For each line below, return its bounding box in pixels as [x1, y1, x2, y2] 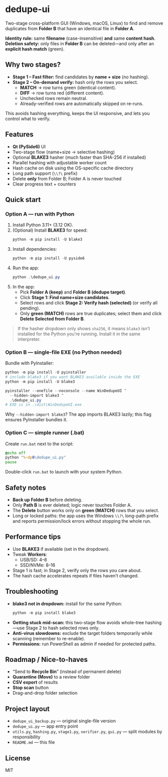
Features [5, 130, 34, 139]
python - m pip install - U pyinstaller [5, 370, 86, 375]
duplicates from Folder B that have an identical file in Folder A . [5, 25, 134, 31]
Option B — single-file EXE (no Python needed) [5, 348, 122, 355]
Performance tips [5, 533, 61, 541]
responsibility [12, 734, 41, 740]
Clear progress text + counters [12, 181, 76, 187]
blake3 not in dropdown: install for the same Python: [12, 601, 122, 607]
